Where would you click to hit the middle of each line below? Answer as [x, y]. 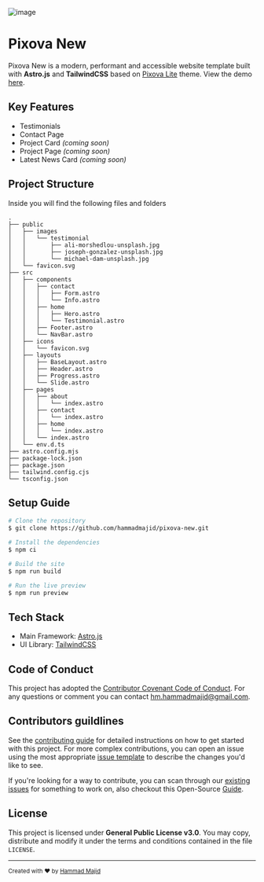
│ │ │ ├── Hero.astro [54, 314]
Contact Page [42, 134]
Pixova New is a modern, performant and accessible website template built [129, 65]
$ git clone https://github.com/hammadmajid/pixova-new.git [109, 528]
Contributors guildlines [66, 721]
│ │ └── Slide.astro [49, 382]
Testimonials [40, 126]
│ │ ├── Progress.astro [54, 376]
